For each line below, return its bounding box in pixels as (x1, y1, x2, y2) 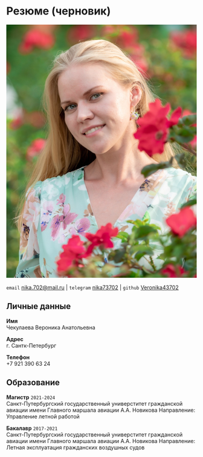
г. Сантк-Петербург (6, 342, 57, 349)
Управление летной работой (6, 412, 80, 420)
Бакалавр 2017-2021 (6, 424, 58, 432)
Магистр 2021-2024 (6, 394, 56, 401)
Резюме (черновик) (6, 4, 111, 18)
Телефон (6, 353, 30, 360)
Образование (6, 377, 60, 388)
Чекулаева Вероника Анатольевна (6, 324, 95, 331)
